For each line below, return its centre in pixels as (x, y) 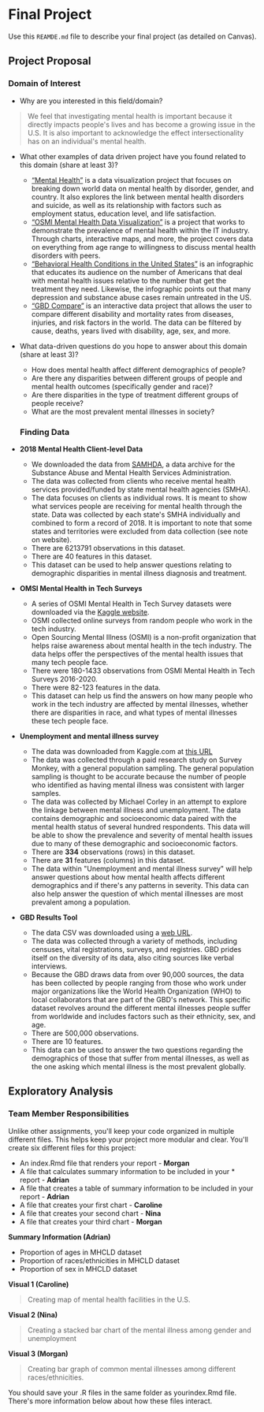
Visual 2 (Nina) (33, 1314)
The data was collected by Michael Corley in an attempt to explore (139, 801)
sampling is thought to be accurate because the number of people (139, 776)
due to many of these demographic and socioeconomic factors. (135, 843)
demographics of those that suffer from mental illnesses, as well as (140, 1058)
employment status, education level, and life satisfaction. (124, 214)
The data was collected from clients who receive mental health (133, 481)
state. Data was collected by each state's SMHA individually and (136, 515)
